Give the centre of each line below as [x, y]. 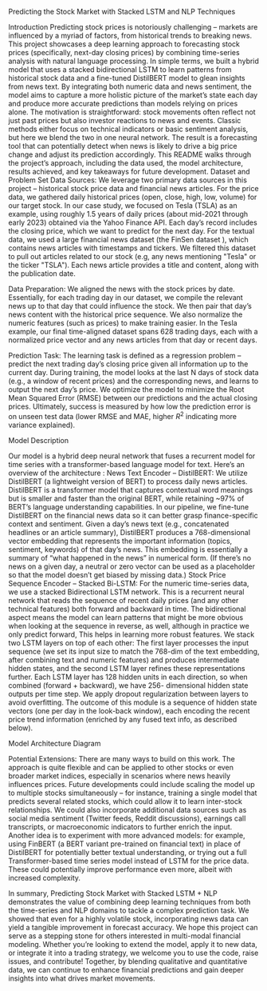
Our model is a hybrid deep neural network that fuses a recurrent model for [132, 456]
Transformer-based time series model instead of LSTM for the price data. [129, 861]
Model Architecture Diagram [55, 743]
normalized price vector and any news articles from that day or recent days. [133, 340]
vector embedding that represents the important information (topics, [120, 541]
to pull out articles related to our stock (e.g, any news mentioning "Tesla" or [132, 256]
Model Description [39, 440]
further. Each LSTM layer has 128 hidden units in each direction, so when [128, 677]
